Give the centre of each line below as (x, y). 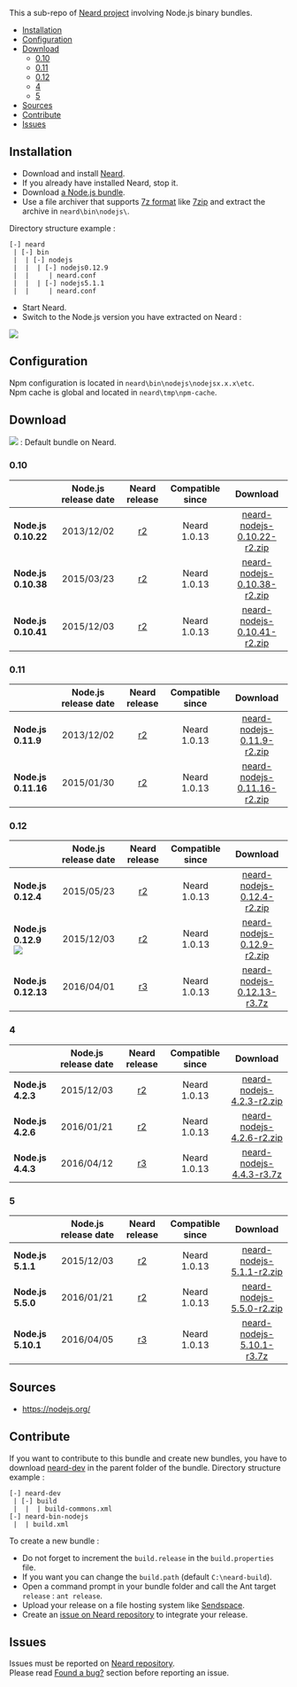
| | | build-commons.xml (63, 1509)
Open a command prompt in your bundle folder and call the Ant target (149, 1586)
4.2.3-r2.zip (257, 1101)
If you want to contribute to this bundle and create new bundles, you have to (148, 1458)
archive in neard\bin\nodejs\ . (76, 211)
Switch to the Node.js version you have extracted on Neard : (132, 316)
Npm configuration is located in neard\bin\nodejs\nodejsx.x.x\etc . (132, 383)
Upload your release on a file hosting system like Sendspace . (133, 1605)
